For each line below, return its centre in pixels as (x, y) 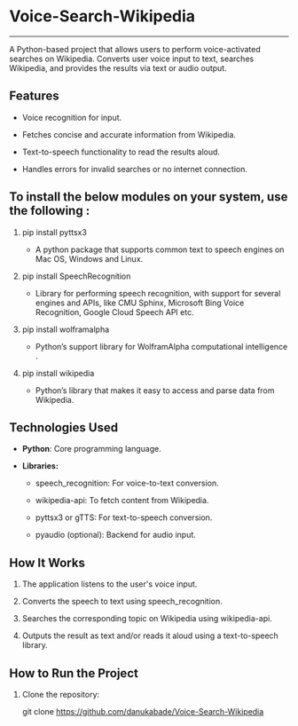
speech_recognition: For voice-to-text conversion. (127, 483)
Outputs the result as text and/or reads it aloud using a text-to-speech (150, 635)
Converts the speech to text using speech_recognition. (122, 602)
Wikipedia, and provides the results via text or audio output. (118, 67)
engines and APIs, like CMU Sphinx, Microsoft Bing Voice (140, 303)
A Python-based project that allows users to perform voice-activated (135, 49)
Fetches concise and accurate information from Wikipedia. (129, 134)
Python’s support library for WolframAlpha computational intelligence (161, 346)
